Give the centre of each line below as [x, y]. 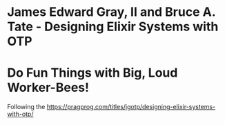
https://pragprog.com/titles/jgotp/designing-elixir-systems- [131, 107]
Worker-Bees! [48, 88]
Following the [26, 107]
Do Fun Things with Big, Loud [92, 73]
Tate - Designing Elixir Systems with [113, 27]
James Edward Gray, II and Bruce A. [111, 12]
